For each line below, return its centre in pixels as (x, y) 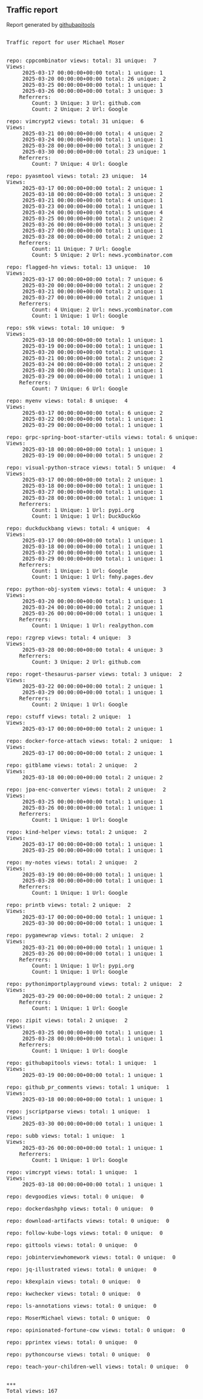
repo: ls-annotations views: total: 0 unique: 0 (82, 1306)
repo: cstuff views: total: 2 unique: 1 (69, 717)
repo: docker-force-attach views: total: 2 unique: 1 (89, 741)
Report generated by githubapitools (51, 24)
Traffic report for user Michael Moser (65, 42)
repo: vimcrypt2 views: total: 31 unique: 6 (75, 121)
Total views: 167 (32, 1391)
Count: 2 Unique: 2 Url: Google (80, 109)
